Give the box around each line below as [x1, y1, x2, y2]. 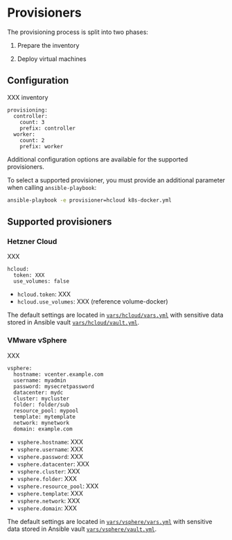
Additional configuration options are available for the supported [7, 155, 188, 164]
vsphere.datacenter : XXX [17, 460, 90, 468]
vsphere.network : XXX [17, 496, 80, 505]
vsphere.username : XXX [17, 445, 83, 453]
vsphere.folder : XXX [17, 474, 78, 482]
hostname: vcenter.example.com [13, 371, 104, 378]
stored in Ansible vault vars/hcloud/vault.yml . [7, 318, 140, 326]
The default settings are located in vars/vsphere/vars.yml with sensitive [7, 517, 213, 525]
